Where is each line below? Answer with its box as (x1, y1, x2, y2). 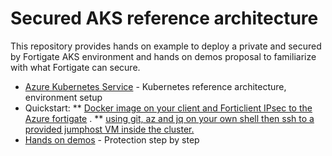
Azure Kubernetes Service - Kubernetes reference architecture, (24, 80, 287, 92)
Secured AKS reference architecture (10, 7, 319, 30)
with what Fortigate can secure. (10, 61, 141, 73)
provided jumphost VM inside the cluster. (24, 123, 195, 135)
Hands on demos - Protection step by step (24, 133, 200, 146)
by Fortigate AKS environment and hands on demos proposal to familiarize (10, 50, 317, 62)
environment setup (24, 91, 103, 103)
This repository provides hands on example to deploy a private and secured (10, 40, 322, 52)
